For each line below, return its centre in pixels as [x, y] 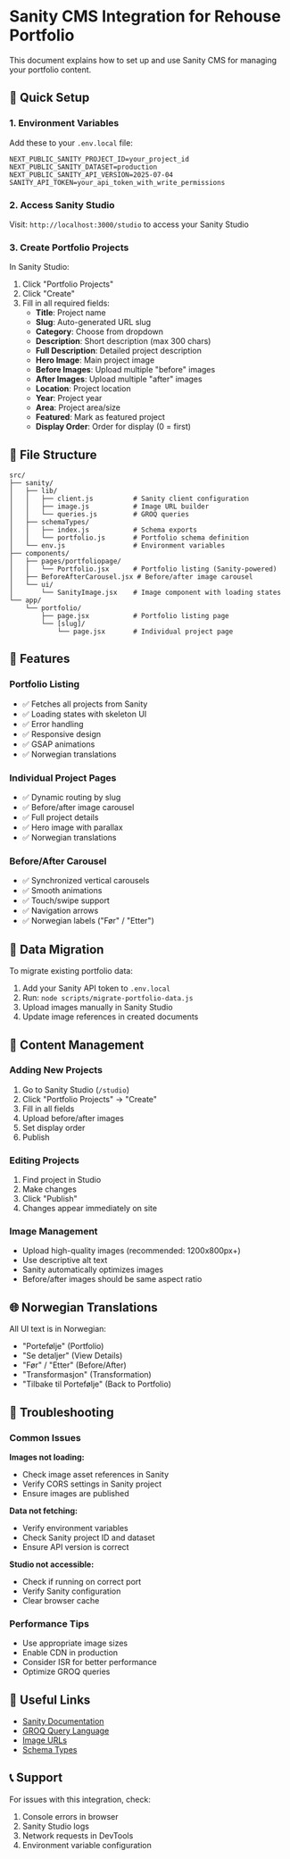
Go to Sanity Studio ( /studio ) [75, 1089]
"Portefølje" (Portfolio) [63, 1346]
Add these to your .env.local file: [71, 142]
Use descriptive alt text [65, 1260]
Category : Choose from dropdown [99, 331]
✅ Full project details [60, 817]
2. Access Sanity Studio [62, 205]
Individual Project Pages [63, 777]
